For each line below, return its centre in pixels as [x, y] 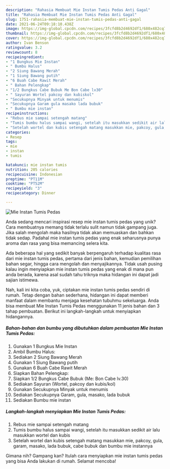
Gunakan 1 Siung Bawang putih [45, 362]
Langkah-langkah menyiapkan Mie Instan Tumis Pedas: [66, 412]
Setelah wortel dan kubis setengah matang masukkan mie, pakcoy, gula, [88, 440]
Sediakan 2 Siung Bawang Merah [47, 357]
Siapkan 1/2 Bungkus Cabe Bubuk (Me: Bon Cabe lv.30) [71, 378]
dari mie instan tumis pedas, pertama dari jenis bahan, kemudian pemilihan [83, 258]
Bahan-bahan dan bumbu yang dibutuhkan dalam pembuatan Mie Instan [84, 328]
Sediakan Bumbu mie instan [42, 400]
